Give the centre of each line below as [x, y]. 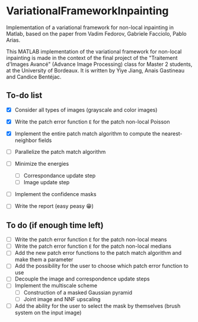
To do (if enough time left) [55, 225]
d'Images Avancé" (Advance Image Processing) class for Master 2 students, [99, 64]
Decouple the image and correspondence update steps [82, 279]
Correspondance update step [60, 176]
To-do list [24, 95]
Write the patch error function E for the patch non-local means [91, 239]
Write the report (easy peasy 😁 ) [54, 206]
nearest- [172, 133]
